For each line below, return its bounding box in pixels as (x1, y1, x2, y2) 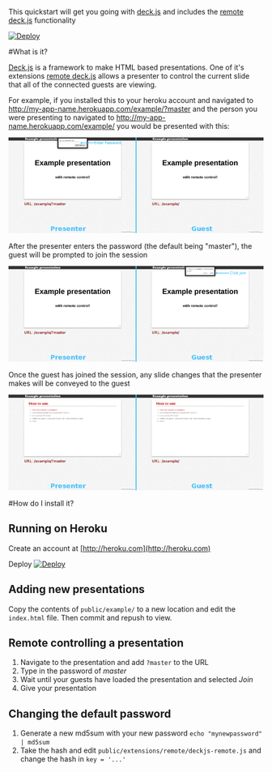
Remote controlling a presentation (8, 636, 184, 650)
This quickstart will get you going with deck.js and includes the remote (8, 7, 244, 16)
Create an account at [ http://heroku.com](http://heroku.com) (8, 543, 211, 553)
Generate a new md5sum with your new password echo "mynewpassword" (19, 728, 263, 738)
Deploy (8, 559, 32, 569)
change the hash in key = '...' (19, 754, 126, 764)
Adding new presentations (8, 582, 146, 596)
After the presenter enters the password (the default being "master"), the (8, 241, 253, 250)
